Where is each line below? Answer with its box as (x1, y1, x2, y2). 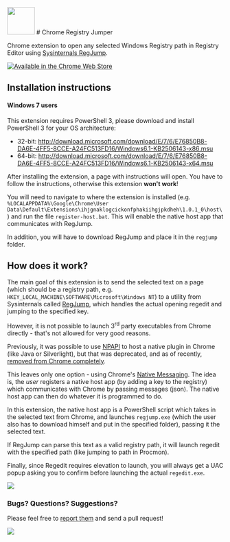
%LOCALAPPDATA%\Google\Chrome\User (7, 200, 109, 207)
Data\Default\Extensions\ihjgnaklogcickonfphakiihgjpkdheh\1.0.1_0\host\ (7, 206, 223, 213)
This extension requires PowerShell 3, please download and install (7, 116, 194, 124)
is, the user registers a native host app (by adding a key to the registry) (7, 378, 208, 386)
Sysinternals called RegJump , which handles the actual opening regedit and (7, 300, 222, 308)
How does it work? (7, 260, 89, 271)
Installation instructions (7, 82, 111, 93)
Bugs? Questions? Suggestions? (7, 498, 118, 508)
